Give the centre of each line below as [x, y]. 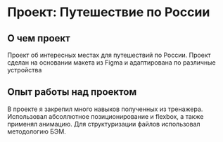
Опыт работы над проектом [72, 92]
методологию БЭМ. [37, 131]
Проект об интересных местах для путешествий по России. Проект [109, 55]
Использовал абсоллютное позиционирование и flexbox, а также [106, 116]
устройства [25, 70]
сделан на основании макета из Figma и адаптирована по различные [111, 63]
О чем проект [39, 38]
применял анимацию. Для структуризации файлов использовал [104, 124]
